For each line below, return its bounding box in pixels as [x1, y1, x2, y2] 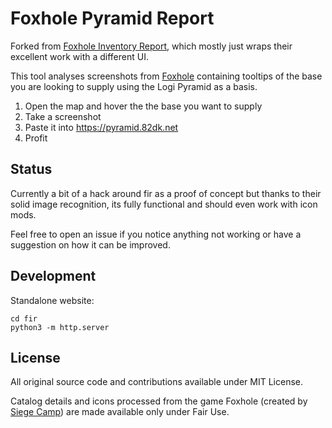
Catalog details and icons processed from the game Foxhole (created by [10, 395, 308, 407]
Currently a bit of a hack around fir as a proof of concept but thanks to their [10, 187, 322, 199]
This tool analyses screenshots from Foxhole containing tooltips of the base [10, 70, 323, 82]
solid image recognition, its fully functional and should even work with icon [10, 198, 318, 210]
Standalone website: [10, 294, 95, 306]
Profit [24, 132, 48, 144]
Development [10, 268, 97, 285]
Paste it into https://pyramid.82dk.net [24, 121, 179, 133]
